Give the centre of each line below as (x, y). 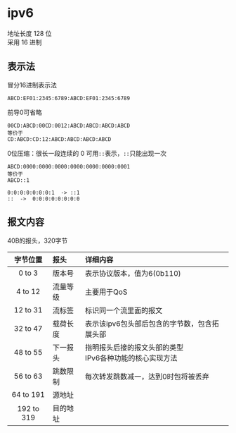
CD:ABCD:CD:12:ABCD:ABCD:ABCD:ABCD (59, 139)
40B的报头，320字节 (38, 240)
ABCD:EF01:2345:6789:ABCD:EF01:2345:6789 (69, 98)
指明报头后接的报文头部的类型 (135, 347)
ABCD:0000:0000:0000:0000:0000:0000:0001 (69, 166)
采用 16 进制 (25, 42)
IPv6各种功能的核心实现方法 (131, 358)
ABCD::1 (19, 180)
